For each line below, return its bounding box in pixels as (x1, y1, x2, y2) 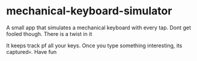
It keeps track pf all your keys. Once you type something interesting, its (6, 42, 183, 49)
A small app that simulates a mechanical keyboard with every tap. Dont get (6, 24, 191, 31)
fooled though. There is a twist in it (6, 30, 92, 37)
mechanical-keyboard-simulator (6, 4, 172, 18)
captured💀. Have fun (6, 48, 57, 55)
